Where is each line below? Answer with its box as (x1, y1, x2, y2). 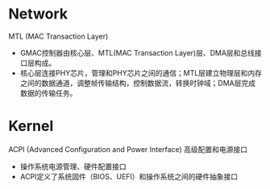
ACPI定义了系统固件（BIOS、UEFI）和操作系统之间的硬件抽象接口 (19, 171, 239, 181)
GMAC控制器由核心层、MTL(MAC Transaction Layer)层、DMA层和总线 (19, 47, 255, 57)
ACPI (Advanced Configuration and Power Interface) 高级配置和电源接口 (8, 144, 248, 154)
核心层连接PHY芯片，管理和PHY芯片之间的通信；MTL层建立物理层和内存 (19, 68, 263, 77)
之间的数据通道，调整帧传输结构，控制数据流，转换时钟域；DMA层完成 (19, 78, 256, 88)
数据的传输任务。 (19, 88, 77, 97)
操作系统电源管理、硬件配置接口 (19, 162, 127, 171)
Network (8, 5, 69, 23)
